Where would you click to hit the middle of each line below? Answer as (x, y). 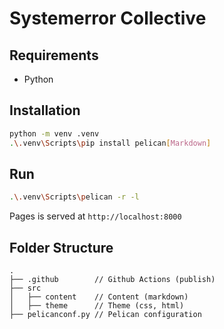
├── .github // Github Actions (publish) (112, 280)
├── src (25, 288)
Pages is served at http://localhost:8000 (95, 216)
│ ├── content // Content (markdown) (99, 297)
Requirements (54, 55)
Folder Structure (61, 247)
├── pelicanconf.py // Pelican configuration (105, 315)
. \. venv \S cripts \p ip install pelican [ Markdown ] (110, 143)
